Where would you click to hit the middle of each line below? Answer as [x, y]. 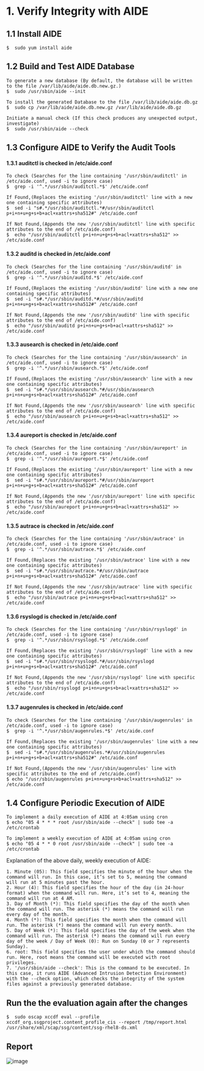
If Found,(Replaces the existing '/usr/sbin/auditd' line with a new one [102, 288]
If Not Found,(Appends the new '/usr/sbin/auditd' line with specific [98, 315]
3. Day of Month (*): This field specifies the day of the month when [98, 904]
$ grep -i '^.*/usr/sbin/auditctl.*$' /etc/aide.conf [78, 187]
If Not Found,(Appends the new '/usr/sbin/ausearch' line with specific [101, 406]
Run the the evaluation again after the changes [97, 1003]
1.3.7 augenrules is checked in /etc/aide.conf [65, 707]
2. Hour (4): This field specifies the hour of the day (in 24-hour [95, 888]
